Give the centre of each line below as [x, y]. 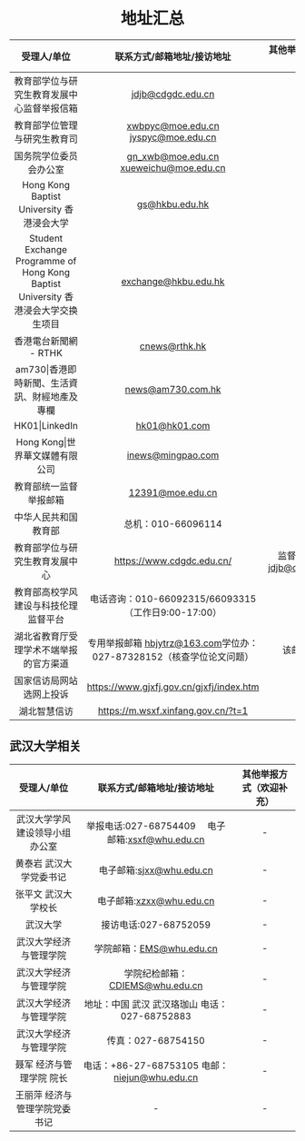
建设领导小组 [44, 832]
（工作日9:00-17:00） [173, 612]
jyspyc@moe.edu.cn [173, 137]
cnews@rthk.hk [173, 346]
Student [46, 238]
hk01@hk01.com [173, 425]
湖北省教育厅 [42, 636]
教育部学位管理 [46, 125]
